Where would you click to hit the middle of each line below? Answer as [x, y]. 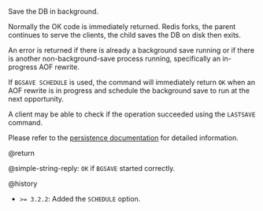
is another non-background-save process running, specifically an [115, 59]
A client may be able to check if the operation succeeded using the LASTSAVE [132, 114]
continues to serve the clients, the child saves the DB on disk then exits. [125, 35]
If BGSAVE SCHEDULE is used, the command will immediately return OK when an [132, 82]
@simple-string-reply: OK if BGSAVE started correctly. [92, 168]
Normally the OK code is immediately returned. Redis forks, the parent [122, 26]
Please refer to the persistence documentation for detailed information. [123, 138]
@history [23, 183]
